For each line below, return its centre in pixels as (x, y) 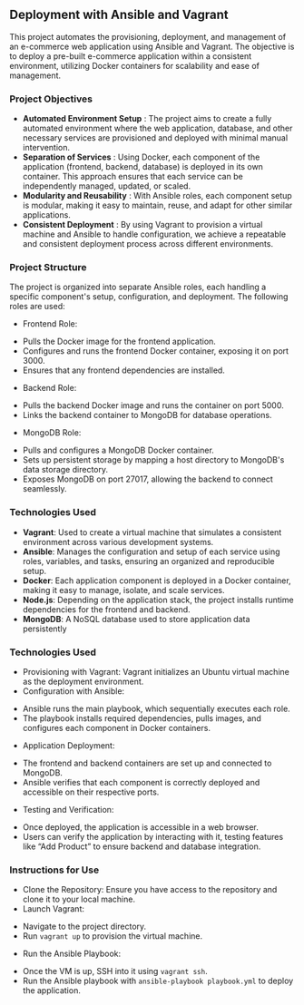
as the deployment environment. (83, 681)
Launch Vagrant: (53, 909)
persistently (44, 629)
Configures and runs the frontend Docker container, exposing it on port (155, 351)
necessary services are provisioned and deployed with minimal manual (155, 138)
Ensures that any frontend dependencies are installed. (123, 370)
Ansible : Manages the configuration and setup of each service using (151, 551)
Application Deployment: (69, 746)
